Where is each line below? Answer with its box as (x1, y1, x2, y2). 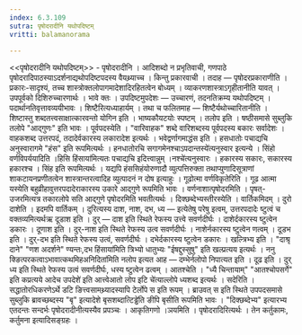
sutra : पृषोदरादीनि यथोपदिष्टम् (9, 22, 94, 31)
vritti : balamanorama (9, 30, 91, 39)
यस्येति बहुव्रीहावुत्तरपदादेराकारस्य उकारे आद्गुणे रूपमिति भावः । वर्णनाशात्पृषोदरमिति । (9, 183, 249, 194)
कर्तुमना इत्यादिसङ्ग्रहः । (9, 315, 78, 326)
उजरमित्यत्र (9, 194, 41, 205)
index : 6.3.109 (9, 13, 67, 22)
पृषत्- (250, 183, 266, 194)
